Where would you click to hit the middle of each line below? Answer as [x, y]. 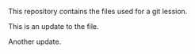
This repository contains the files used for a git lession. [98, 11]
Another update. [35, 41]
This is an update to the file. [54, 26]
